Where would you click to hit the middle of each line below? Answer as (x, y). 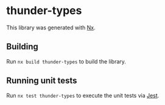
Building (22, 47)
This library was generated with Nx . (51, 27)
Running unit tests (42, 81)
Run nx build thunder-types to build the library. (66, 61)
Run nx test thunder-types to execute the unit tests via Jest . (83, 95)
